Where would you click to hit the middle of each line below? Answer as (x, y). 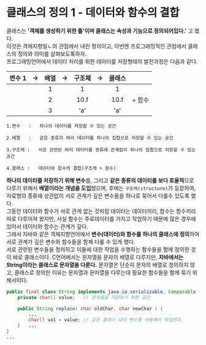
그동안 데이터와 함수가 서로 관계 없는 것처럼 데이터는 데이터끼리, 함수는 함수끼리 (101, 211)
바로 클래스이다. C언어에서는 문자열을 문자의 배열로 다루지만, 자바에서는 (98, 257)
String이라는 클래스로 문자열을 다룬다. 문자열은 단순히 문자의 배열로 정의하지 (97, 265)
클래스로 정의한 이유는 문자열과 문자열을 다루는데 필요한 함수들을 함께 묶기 (103, 272)
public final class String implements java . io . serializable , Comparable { (104, 292)
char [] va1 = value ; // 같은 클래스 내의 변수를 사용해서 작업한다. (106, 320)
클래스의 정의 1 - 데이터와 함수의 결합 (93, 13)
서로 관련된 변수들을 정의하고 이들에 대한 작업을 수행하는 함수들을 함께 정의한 (98, 249)
